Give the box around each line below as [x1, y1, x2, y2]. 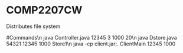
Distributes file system [6, 23, 61, 30]
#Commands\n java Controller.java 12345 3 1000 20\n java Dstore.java [6, 34, 177, 41]
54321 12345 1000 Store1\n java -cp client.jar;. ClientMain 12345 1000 [6, 40, 176, 47]
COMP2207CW [6, 3, 83, 17]
